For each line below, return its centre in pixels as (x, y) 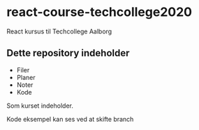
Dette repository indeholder (68, 53)
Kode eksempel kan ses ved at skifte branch (70, 119)
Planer (26, 77)
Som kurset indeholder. (40, 106)
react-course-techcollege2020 (99, 12)
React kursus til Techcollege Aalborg (59, 31)
